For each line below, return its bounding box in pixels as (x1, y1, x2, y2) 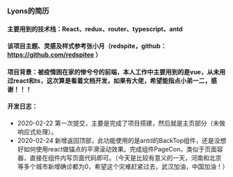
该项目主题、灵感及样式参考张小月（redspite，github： (7, 42, 167, 50)
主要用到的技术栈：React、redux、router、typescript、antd (7, 24, 183, 33)
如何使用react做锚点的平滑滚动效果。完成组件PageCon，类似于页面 (23, 144, 218, 153)
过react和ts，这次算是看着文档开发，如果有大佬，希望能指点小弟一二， (7, 76, 211, 85)
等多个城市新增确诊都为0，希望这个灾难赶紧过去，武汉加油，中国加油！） (17, 162, 229, 171)
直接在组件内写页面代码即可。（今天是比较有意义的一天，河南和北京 (29, 153, 222, 162)
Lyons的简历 (7, 6, 50, 15)
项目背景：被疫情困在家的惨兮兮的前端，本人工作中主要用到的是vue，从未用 (7, 67, 226, 76)
